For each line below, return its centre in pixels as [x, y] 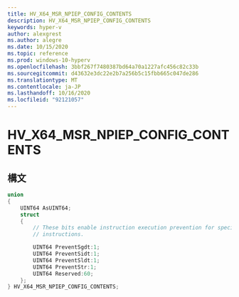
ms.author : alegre [34, 40]
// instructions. [58, 234]
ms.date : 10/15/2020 [38, 47]
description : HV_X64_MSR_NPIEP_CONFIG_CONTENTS [79, 21]
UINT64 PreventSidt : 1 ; [67, 254]
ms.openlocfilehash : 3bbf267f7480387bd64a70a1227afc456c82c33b [103, 67]
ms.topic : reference [38, 54]
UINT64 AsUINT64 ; [46, 208]
